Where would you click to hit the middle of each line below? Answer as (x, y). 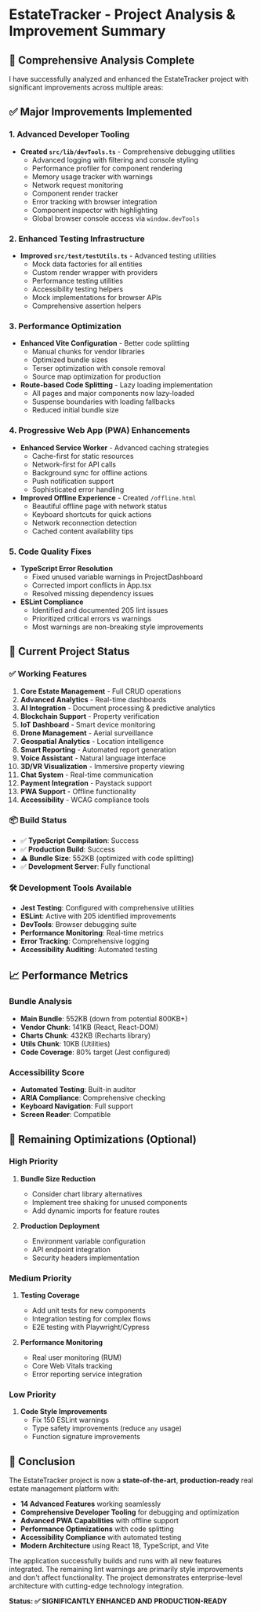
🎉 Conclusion (42, 1462)
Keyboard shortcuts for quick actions (92, 514)
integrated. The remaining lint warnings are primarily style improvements (126, 1570)
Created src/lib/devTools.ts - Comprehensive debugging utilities (128, 152)
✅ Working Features (48, 674)
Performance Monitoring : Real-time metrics (92, 933)
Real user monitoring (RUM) (77, 1357)
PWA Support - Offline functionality (78, 791)
